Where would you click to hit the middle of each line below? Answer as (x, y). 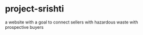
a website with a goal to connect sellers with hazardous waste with (72, 22)
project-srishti (35, 9)
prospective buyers (24, 27)
